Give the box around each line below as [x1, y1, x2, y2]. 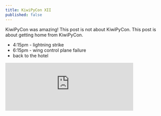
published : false [5, 12, 42, 17]
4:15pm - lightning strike [12, 41, 64, 48]
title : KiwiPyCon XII [5, 7, 52, 13]
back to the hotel [12, 52, 49, 59]
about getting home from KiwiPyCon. [5, 32, 83, 38]
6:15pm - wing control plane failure [12, 47, 86, 53]
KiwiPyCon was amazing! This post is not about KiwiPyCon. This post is [5, 26, 156, 32]
